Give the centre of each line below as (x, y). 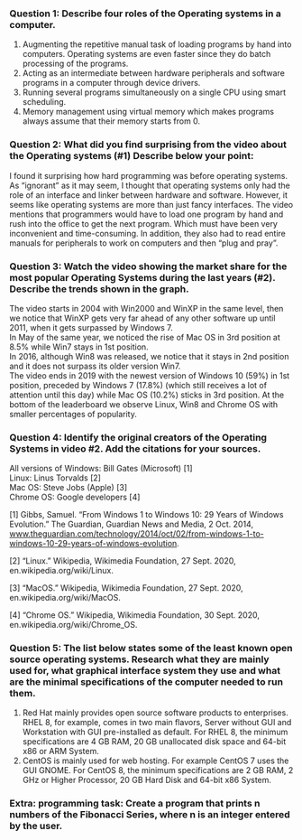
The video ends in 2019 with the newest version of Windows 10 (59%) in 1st (150, 375)
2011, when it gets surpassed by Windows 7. (91, 327)
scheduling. (44, 102)
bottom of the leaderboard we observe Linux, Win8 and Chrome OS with (144, 404)
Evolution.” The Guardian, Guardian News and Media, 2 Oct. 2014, (132, 524)
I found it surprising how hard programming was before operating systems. (149, 175)
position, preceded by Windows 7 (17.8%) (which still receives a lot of (138, 385)
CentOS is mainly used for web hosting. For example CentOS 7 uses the (156, 761)
